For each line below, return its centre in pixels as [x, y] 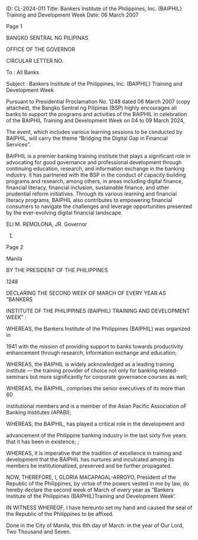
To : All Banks [23, 72]
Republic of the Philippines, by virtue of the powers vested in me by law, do [98, 483]
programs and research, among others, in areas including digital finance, [95, 181]
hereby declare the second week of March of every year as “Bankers [90, 490]
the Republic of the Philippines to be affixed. [60, 514]
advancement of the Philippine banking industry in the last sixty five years [96, 435]
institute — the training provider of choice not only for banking [82, 370]
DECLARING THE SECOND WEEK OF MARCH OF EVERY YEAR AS [86, 293]
